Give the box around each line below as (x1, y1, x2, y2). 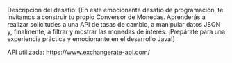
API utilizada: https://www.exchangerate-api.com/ (7, 48, 151, 56)
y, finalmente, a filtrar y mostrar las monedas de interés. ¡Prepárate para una (7, 27, 226, 36)
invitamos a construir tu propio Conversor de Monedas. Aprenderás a (7, 13, 206, 21)
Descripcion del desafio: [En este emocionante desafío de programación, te (7, 6, 224, 14)
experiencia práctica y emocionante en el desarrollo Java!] (7, 35, 175, 43)
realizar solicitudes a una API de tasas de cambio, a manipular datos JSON (7, 21, 221, 28)
